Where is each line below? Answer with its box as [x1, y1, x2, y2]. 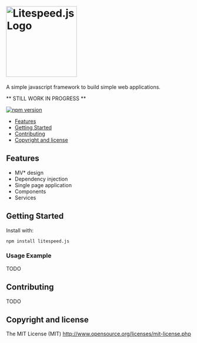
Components [14, 188, 46, 195]
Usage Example [6, 252, 52, 260]
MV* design [14, 169, 44, 176]
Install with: [6, 227, 34, 234]
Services [14, 194, 36, 201]
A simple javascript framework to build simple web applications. [6, 83, 161, 91]
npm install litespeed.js [6, 238, 69, 244]
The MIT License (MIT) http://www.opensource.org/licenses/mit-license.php [6, 330, 191, 338]
